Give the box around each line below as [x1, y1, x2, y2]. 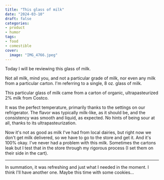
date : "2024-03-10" [5, 12, 45, 17]
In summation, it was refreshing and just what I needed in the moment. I [5, 164, 149, 170]
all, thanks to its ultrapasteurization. [5, 120, 77, 126]
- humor [5, 30, 21, 35]
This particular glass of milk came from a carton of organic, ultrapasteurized [5, 90, 159, 96]
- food [5, 39, 19, 44]
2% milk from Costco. [5, 95, 49, 101]
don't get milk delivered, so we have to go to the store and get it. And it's [5, 135, 151, 140]
